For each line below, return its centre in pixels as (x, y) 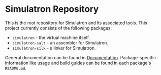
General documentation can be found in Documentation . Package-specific (80, 57)
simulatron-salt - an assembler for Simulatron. (60, 42)
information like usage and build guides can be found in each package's (78, 63)
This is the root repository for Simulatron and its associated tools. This (76, 23)
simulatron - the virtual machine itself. (51, 37)
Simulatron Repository (52, 9)
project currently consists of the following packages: (59, 28)
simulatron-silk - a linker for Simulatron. (54, 48)
